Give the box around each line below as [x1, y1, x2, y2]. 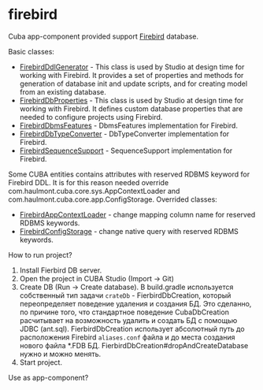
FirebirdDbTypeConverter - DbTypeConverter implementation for [19, 128, 230, 139]
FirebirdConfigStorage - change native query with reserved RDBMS [19, 226, 239, 236]
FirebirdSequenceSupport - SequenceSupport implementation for [19, 146, 233, 155]
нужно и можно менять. [19, 349, 102, 358]
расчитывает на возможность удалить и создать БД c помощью [19, 315, 238, 325]
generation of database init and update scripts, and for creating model [19, 79, 248, 88]
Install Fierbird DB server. [19, 266, 102, 275]
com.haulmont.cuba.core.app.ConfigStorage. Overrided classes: [8, 195, 218, 204]
